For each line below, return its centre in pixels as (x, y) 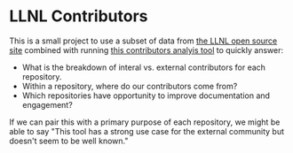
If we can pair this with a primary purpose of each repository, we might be (145, 122)
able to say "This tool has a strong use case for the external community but (146, 131)
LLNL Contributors (79, 16)
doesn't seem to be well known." (69, 141)
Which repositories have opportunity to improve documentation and (146, 96)
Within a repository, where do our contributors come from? (130, 86)
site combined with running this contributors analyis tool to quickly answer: (146, 50)
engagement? (47, 104)
